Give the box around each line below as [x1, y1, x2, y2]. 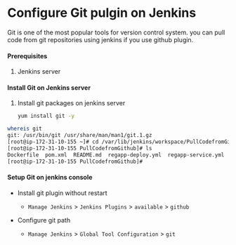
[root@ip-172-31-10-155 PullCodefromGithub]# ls [7, 145, 152, 152]
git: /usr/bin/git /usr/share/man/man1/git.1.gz [7, 132, 152, 139]
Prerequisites [7, 51, 48, 60]
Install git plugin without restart [17, 188, 107, 197]
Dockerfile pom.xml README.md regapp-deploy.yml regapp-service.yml [7, 151, 225, 159]
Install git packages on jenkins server [17, 99, 126, 107]
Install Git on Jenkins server [7, 83, 91, 92]
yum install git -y [17, 112, 75, 120]
